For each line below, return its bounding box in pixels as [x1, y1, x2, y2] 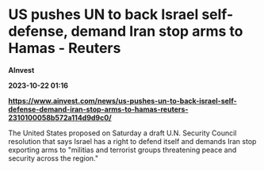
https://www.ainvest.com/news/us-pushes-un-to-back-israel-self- [8, 96, 237, 105]
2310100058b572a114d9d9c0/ [8, 112, 113, 122]
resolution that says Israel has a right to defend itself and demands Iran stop [8, 136, 257, 146]
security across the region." [8, 153, 99, 163]
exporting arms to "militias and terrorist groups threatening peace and [8, 145, 237, 154]
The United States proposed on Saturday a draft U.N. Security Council [8, 128, 237, 138]
